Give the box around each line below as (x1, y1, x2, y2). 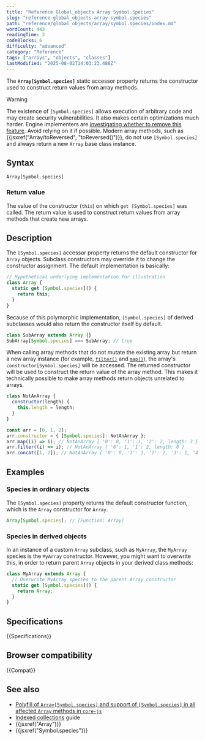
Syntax (6, 158, 34, 168)
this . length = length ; (17, 405, 75, 411)
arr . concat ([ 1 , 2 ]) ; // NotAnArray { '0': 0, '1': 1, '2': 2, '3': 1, (6, 450, 190, 456)
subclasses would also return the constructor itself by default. (6, 320, 163, 327)
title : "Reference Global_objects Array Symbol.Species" (6, 9, 155, 15)
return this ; (17, 291, 51, 297)
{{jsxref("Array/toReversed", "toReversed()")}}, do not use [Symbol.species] (6, 133, 198, 141)
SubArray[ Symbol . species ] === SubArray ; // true (6, 338, 133, 344)
